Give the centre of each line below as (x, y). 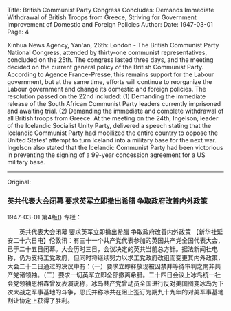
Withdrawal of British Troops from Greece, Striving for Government (102, 17)
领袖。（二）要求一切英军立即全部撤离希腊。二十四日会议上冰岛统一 (120, 275)
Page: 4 (18, 32)
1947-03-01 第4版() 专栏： (45, 217)
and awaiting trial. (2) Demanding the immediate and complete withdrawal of (115, 111)
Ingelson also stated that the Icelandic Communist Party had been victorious (115, 148)
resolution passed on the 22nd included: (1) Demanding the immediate (107, 96)
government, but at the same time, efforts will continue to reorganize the (110, 82)
